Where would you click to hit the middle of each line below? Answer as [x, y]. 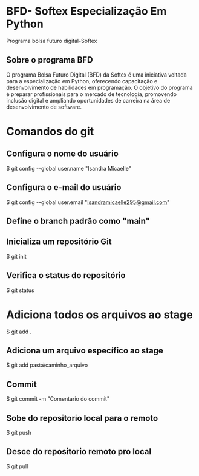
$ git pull [17, 466]
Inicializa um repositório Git [59, 242]
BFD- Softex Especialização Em [86, 11]
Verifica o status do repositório [66, 275]
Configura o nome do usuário [63, 154]
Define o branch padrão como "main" [78, 221]
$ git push [19, 432]
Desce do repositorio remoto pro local [79, 451]
